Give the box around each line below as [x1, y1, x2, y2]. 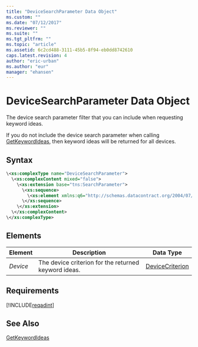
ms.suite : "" [6, 31, 38, 37]
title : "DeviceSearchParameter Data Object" [6, 8, 117, 15]
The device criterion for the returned [38, 258, 140, 266]
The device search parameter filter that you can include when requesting [6, 114, 184, 121]
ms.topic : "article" [6, 42, 57, 48]
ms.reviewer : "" [6, 25, 46, 31]
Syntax [6, 155, 33, 165]
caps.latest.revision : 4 [6, 53, 67, 58]
